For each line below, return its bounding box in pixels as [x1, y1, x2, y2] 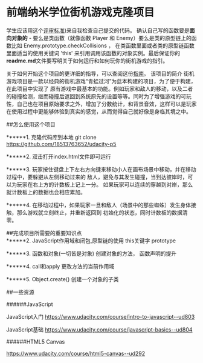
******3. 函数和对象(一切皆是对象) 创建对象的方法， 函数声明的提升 [6, 250, 177, 257]
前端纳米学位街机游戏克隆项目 [6, 5, 155, 19]
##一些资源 [6, 288, 34, 296]
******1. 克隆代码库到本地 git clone [6, 133, 97, 141]
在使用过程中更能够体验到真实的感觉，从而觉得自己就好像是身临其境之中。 [6, 107, 192, 115]
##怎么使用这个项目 [6, 121, 56, 128]
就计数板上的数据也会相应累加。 [6, 188, 86, 196]
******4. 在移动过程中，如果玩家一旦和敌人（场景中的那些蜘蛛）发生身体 [6, 201, 192, 208]
